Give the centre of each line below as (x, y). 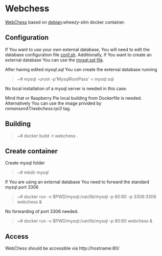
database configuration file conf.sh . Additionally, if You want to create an (78, 55)
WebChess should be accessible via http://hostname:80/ (62, 248)
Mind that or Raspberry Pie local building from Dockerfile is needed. (73, 98)
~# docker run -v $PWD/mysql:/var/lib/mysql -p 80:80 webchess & (85, 221)
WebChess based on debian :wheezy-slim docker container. (65, 22)
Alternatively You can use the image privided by (53, 103)
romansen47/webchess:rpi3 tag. (38, 108)
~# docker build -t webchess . (47, 136)
